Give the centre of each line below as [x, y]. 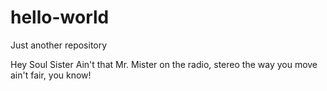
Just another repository [59, 45]
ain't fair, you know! [51, 75]
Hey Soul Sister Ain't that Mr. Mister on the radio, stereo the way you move [164, 64]
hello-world [60, 17]
